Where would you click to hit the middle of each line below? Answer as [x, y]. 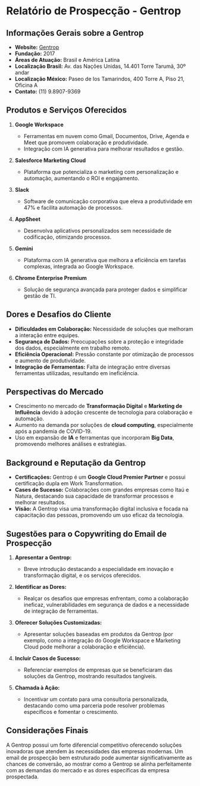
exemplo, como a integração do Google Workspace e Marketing [102, 641]
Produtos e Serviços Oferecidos [66, 110]
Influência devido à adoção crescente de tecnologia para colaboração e [104, 413]
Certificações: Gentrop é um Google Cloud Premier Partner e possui [100, 477]
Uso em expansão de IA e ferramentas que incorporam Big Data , [94, 438]
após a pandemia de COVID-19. [53, 431]
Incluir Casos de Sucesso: [48, 659]
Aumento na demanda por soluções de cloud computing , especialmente [104, 425]
